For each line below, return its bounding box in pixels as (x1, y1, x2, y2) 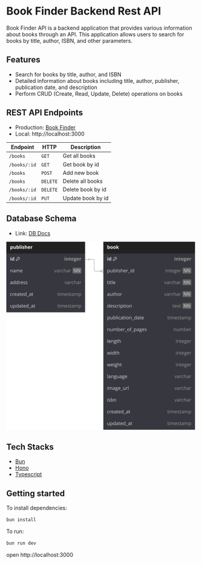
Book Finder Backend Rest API (6, 4, 161, 18)
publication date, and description (15, 84, 98, 91)
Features (6, 54, 41, 65)
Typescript (15, 471, 42, 478)
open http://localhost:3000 (6, 551, 74, 558)
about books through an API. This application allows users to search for (6, 30, 184, 38)
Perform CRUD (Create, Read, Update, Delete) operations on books (15, 90, 183, 97)
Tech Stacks (6, 442, 54, 452)
